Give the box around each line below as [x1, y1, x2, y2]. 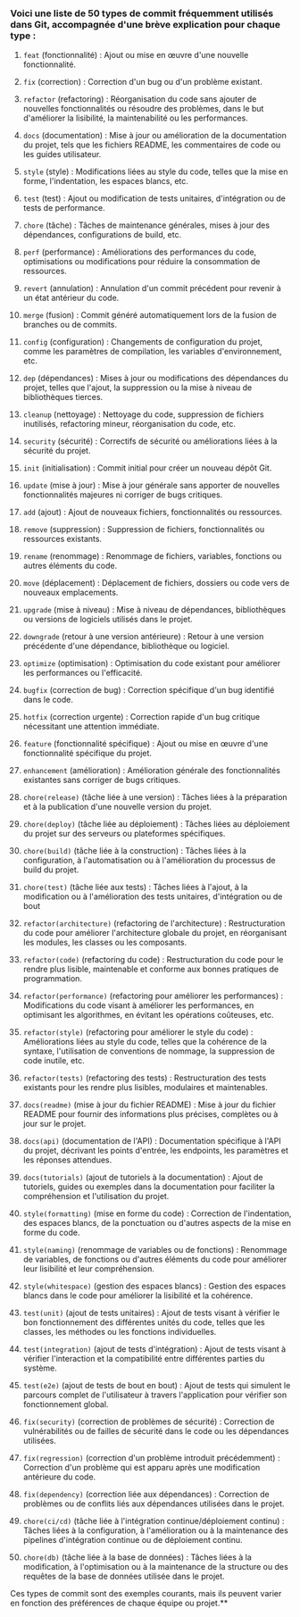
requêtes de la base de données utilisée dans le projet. [22, 1571, 226, 1582]
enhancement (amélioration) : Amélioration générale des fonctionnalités [22, 765, 280, 776]
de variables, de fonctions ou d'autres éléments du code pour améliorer [22, 1254, 287, 1265]
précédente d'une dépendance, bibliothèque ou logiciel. [22, 641, 230, 652]
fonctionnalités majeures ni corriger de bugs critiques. [22, 489, 223, 500]
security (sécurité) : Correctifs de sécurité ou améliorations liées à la [22, 436, 278, 446]
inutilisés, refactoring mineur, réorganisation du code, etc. [22, 419, 236, 429]
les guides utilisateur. [22, 149, 102, 160]
